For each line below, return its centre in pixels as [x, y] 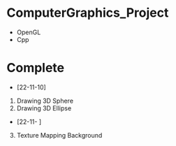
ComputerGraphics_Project [88, 13]
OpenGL [29, 32]
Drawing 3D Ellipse [44, 108]
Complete [36, 68]
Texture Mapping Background [59, 135]
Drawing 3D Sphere [45, 101]
